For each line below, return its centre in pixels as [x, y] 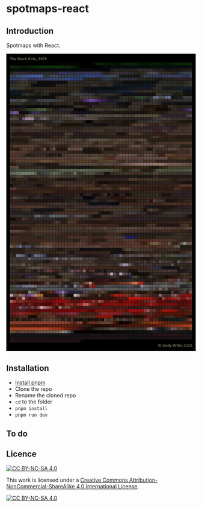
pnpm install [31, 409]
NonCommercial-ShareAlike [41, 487]
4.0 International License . [108, 487]
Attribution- [143, 480]
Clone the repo [33, 389]
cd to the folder [34, 402]
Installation [28, 368]
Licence [22, 454]
